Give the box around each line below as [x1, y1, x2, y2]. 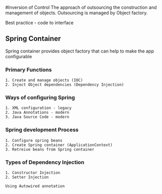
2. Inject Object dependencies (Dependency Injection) [5, 82, 124, 87]
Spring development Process [5, 126, 79, 133]
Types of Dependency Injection [5, 158, 85, 165]
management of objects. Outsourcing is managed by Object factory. [5, 10, 148, 16]
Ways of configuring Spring [5, 94, 75, 101]
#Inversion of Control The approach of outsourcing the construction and [5, 5, 157, 10]
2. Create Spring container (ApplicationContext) [5, 142, 113, 148]
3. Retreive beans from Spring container [5, 147, 95, 152]
